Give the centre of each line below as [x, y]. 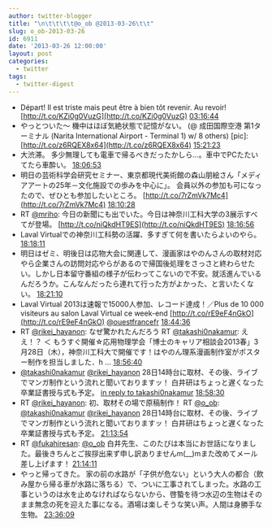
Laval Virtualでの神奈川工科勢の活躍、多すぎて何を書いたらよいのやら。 [140, 234]
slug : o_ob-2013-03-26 [47, 31]
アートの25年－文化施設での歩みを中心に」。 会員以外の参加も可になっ [145, 185]
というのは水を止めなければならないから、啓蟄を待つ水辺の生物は [138, 494]
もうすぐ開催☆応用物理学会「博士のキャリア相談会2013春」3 [155, 342]
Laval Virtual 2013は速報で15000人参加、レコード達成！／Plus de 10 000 [142, 304]
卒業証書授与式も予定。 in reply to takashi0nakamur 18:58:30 [122, 392]
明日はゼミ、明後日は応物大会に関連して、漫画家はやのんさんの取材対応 [141, 253]
